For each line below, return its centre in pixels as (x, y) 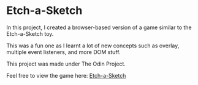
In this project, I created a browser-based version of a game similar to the (99, 27)
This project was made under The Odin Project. (66, 64)
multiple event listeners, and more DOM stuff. (63, 52)
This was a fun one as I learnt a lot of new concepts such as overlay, (93, 46)
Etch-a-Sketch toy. (30, 33)
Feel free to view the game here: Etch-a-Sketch (66, 75)
